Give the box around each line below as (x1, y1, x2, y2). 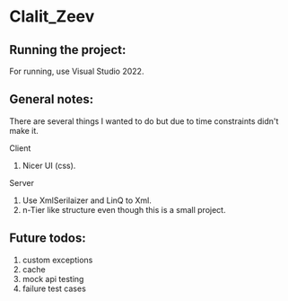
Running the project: (9, 42, 127, 58)
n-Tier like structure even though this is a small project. (22, 204, 226, 215)
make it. (9, 125, 39, 136)
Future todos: (9, 231, 87, 246)
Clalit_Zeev (9, 6, 95, 27)
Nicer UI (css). (22, 160, 76, 171)
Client (9, 142, 31, 154)
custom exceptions (22, 254, 93, 265)
